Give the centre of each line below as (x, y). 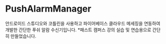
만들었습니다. (23, 36)
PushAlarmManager (48, 9)
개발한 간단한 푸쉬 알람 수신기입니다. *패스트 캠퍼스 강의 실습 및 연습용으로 (78, 30)
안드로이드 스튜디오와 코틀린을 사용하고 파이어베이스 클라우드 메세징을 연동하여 (83, 23)
